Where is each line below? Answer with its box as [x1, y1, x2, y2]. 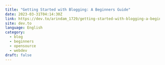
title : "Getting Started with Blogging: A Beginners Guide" [5, 7, 131, 12]
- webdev [9, 48, 27, 53]
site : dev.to [5, 21, 32, 26]
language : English [5, 25, 43, 30]
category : [5, 30, 26, 35]
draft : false [5, 52, 32, 58]
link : [5, 16, 16, 21]
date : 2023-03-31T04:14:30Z [5, 12, 63, 17]
